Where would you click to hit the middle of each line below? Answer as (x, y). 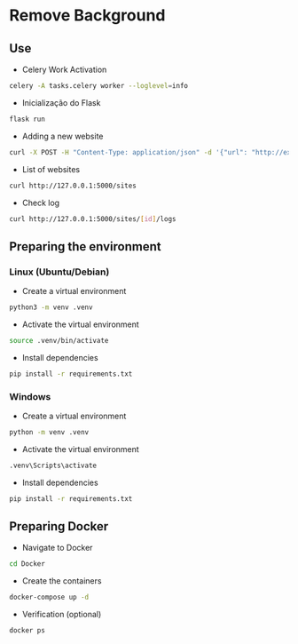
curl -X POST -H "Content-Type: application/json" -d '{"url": (129, 152)
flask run (27, 119)
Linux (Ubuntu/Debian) (59, 272)
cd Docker (27, 564)
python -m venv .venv (49, 432)
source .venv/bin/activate (59, 340)
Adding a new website (63, 136)
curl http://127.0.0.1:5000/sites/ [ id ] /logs (93, 219)
